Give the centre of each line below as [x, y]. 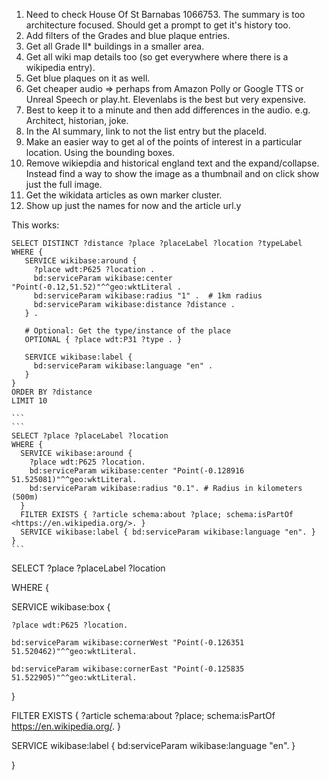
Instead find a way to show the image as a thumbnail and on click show [172, 173]
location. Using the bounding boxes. [100, 152]
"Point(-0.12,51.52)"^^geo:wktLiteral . [97, 287]
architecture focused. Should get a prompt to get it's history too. [158, 25]
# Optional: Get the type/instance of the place [127, 331]
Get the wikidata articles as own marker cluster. [124, 195]
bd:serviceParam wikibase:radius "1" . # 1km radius [148, 296]
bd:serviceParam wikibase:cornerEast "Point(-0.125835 [128, 669]
